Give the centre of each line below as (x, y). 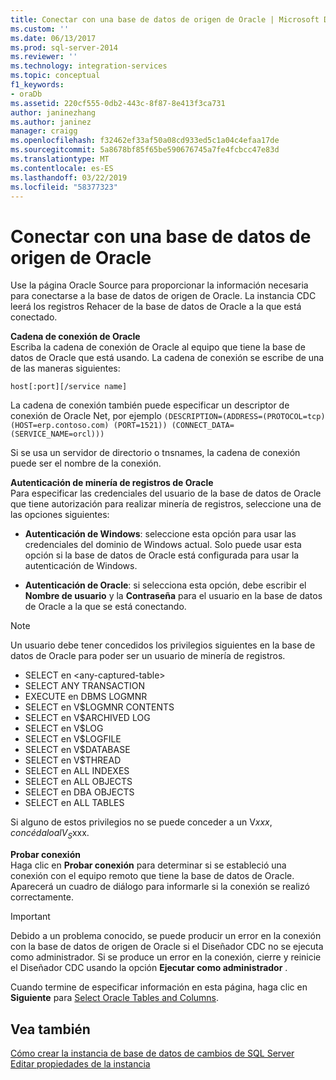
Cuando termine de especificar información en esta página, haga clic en (159, 987)
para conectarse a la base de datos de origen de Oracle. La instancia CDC (163, 296)
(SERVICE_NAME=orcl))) (57, 434)
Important (30, 917)
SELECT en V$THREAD (73, 760)
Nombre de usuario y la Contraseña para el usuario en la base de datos (173, 596)
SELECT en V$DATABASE (77, 750)
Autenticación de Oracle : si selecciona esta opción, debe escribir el (165, 585)
